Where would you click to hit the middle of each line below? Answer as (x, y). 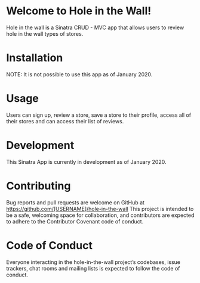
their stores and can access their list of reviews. (65, 121)
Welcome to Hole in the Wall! (79, 11)
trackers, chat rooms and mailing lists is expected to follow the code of (93, 268)
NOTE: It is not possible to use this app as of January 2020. (79, 74)
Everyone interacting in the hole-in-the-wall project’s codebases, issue (93, 262)
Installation (35, 58)
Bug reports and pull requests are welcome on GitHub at (76, 202)
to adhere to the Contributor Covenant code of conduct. (75, 221)
